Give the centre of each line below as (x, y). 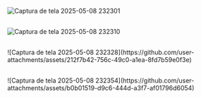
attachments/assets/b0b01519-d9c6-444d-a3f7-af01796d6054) (101, 88)
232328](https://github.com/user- (145, 52)
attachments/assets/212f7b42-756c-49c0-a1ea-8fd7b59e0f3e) (99, 60)
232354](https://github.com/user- (145, 80)
